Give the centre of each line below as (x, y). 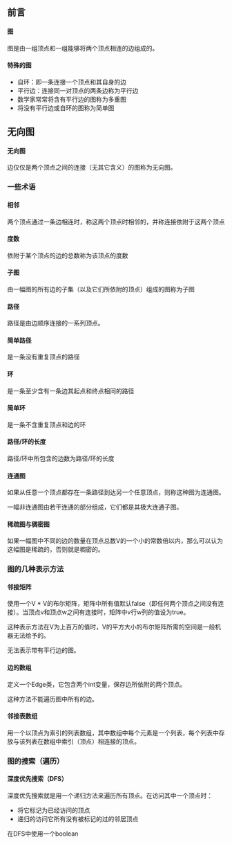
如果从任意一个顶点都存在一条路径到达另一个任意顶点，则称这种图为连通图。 (116, 492)
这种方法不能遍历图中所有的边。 (52, 699)
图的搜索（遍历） (36, 761)
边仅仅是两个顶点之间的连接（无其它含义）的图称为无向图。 (92, 168)
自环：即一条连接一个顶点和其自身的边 (71, 82)
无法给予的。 (31, 636)
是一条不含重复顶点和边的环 (47, 424)
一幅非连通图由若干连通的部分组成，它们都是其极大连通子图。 (95, 507)
